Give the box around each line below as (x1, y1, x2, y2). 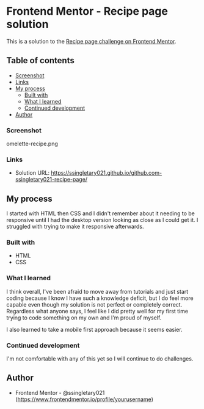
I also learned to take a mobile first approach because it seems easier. (6, 326, 183, 333)
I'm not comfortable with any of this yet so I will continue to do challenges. (6, 355, 194, 362)
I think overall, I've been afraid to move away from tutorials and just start (6, 288, 189, 295)
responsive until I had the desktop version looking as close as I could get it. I (6, 216, 199, 224)
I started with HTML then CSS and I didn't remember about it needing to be (6, 210, 195, 217)
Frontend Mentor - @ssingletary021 (15, 389, 105, 396)
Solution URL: (15, 169, 50, 177)
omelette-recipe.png (6, 140, 58, 148)
